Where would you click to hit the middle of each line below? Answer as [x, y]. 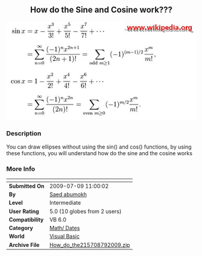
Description [24, 133]
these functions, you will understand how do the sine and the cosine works [99, 153]
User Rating [24, 211]
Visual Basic [65, 236]
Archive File [24, 245]
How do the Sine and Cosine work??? [101, 10]
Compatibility [26, 219]
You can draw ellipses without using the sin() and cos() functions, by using [99, 147]
